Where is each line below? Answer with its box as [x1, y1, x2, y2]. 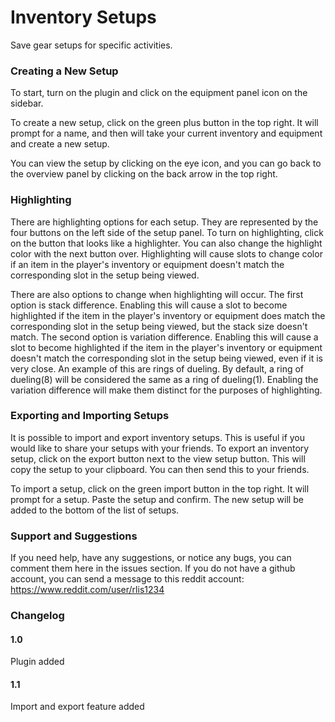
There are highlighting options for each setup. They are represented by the [10, 216, 319, 228]
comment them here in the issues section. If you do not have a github [10, 562, 296, 575]
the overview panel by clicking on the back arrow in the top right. [10, 168, 278, 180]
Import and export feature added [10, 701, 145, 713]
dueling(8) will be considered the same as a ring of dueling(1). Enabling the [10, 373, 319, 385]
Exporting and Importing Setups [10, 409, 170, 423]
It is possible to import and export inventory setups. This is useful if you [10, 431, 306, 443]
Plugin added [10, 656, 65, 668]
